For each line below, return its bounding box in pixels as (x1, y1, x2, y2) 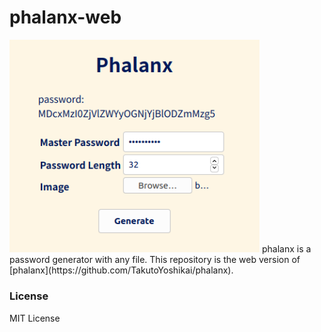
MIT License (9, 312, 61, 324)
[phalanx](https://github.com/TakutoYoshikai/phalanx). (9, 264, 234, 276)
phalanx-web (9, 6, 122, 29)
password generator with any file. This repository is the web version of (9, 254, 301, 266)
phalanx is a (261, 243, 312, 255)
